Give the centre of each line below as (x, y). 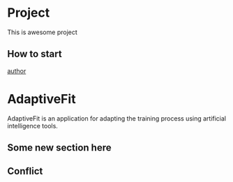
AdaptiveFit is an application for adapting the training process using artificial (117, 118)
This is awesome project (43, 32)
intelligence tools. (32, 126)
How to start (35, 54)
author (17, 70)
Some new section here (59, 148)
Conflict (25, 171)
